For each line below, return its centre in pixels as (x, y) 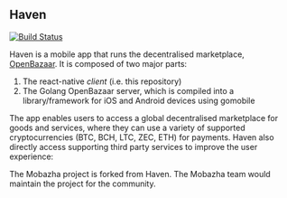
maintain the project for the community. (83, 184)
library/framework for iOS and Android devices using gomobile (139, 100)
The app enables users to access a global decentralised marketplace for (143, 118)
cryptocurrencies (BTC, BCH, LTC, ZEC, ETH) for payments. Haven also (142, 137)
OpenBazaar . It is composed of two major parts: (98, 63)
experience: (32, 156)
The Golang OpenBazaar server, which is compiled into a (128, 90)
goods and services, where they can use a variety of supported (127, 127)
